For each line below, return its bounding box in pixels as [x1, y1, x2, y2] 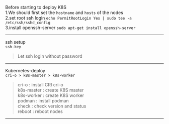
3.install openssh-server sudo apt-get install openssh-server [5, 25, 136, 31]
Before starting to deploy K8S [5, 5, 67, 10]
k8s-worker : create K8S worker [17, 92, 84, 98]
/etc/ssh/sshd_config [5, 20, 51, 25]
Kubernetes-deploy [5, 68, 45, 73]
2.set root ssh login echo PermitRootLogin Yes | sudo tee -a [5, 15, 132, 21]
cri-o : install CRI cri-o [17, 82, 64, 87]
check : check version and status [17, 103, 87, 109]
